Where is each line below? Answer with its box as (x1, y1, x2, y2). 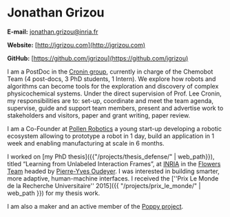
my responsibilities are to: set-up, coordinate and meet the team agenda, (7, 96, 213, 104)
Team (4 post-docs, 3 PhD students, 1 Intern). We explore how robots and (7, 74, 216, 83)
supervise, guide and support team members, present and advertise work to (7, 104, 224, 112)
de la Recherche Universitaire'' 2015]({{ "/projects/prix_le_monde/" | (7, 181, 201, 190)
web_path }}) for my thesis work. (7, 189, 101, 197)
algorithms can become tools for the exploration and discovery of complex (7, 82, 219, 90)
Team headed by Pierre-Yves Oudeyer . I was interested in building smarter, (7, 167, 220, 175)
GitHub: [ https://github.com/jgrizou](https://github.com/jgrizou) (7, 54, 189, 62)
